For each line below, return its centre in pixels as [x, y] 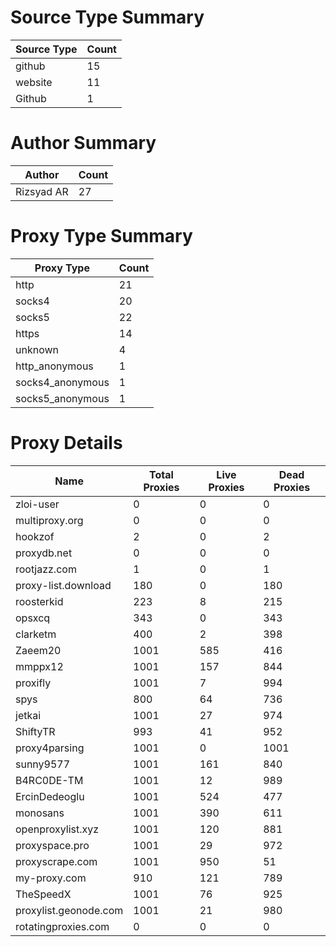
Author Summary [83, 143]
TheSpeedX [43, 894]
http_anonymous [54, 366]
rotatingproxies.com [62, 926]
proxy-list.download [63, 585]
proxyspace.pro [52, 845]
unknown [37, 349]
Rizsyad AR [42, 191]
